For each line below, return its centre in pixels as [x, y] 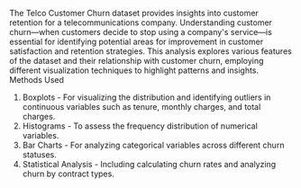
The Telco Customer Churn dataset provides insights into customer [134, 13]
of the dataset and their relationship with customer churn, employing [137, 61]
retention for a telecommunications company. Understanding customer [141, 22]
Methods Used [37, 80]
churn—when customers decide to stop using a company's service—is [141, 32]
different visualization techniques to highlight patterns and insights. [134, 70]
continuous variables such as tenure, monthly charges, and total [141, 107]
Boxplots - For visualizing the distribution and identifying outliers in [146, 97]
